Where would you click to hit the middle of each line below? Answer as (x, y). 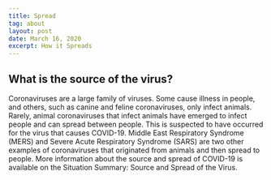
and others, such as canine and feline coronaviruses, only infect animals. (130, 107)
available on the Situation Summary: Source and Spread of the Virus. (123, 167)
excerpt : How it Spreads (50, 46)
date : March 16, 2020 (45, 39)
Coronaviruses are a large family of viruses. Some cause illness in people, (132, 98)
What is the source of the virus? (90, 79)
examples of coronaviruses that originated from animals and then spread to (134, 150)
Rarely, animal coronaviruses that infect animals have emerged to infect (128, 115)
